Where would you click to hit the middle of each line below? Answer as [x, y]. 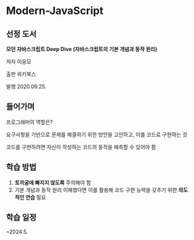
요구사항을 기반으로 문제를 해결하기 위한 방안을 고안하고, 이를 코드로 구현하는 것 [97, 134]
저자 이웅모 [19, 62]
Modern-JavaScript [55, 11]
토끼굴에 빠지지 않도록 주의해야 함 [53, 182]
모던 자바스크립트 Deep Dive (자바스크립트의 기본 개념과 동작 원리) [82, 49]
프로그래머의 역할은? [30, 122]
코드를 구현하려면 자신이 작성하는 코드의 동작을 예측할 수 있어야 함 [81, 147]
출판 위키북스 [21, 74]
